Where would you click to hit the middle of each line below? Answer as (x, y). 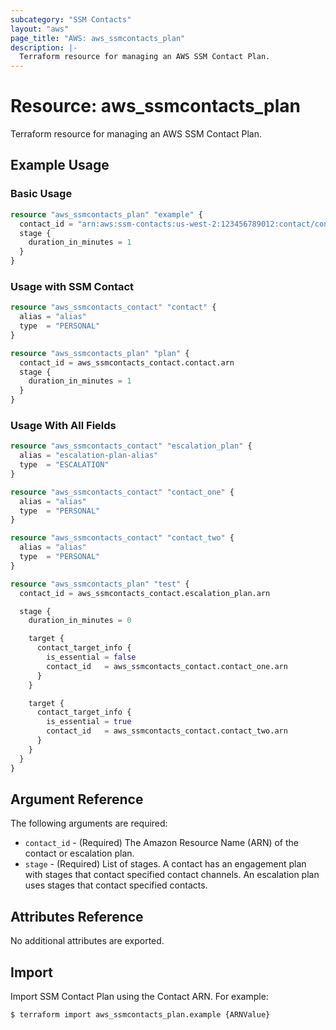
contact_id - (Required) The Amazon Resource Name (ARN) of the (162, 843)
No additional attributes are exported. (87, 941)
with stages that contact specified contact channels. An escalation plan (172, 875)
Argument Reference (77, 799)
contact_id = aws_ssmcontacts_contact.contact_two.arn (167, 731)
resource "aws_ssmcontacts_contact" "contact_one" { (122, 492)
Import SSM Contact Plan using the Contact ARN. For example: (139, 997)
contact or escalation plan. (79, 853)
